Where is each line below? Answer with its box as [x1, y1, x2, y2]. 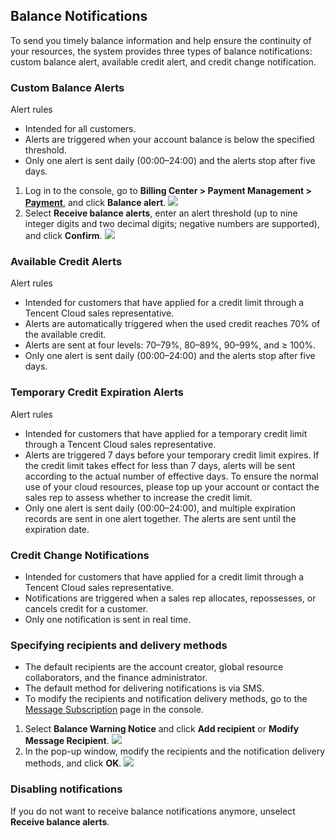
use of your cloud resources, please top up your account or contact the [24, 480, 320, 493]
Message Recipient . [24, 735, 110, 747]
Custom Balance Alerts [10, 80, 125, 94]
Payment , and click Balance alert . [24, 197, 167, 209]
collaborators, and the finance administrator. [24, 672, 208, 684]
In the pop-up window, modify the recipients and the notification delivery [24, 745, 326, 758]
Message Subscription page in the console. [24, 704, 204, 716]
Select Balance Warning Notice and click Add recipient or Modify [24, 723, 300, 735]
